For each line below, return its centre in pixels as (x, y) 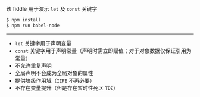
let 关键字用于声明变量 (43, 43)
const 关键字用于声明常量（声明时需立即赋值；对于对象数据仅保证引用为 (103, 51)
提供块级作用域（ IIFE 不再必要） (55, 80)
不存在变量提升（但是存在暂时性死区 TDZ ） (67, 87)
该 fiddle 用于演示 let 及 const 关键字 (52, 9)
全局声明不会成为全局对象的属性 (54, 73)
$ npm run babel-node (33, 26)
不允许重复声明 (33, 65)
